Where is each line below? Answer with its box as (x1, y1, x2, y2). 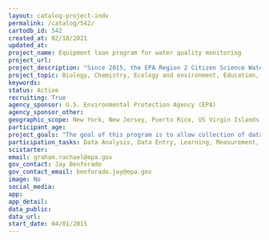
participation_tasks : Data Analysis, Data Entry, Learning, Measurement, (8, 138, 260, 146)
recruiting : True (8, 94, 66, 102)
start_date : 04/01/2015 (8, 220, 88, 228)
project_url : (8, 57, 52, 65)
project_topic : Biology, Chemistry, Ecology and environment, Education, (8, 71, 260, 79)
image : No (8, 175, 42, 184)
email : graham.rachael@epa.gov (8, 153, 113, 161)
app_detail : (8, 198, 48, 206)
